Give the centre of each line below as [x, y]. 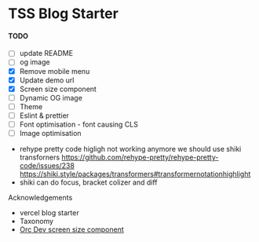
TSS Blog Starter [64, 14]
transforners [40, 157]
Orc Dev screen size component [71, 229]
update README [46, 53]
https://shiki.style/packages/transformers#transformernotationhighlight [135, 174]
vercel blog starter [49, 213]
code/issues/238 [47, 166]
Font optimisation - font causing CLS [79, 124]
